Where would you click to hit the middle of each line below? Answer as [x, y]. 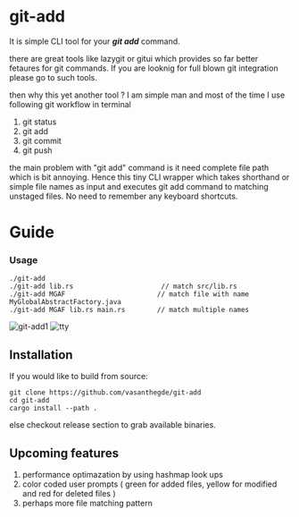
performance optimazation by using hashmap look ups [122, 475]
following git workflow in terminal [70, 104]
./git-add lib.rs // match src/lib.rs [124, 287]
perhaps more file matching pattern [87, 504]
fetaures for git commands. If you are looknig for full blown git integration [144, 68]
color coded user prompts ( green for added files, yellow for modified [149, 484]
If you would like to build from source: [79, 377]
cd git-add [29, 401]
